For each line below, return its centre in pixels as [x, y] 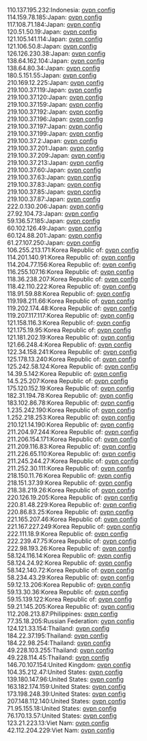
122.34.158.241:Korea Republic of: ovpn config [72, 352]
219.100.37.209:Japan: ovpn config [56, 155]
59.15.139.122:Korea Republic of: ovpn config [69, 599]
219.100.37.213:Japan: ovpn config [55, 163]
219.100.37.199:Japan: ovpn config [55, 134]
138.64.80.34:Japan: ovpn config [54, 68]
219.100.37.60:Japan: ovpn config [54, 170]
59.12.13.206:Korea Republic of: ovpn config [69, 585]
